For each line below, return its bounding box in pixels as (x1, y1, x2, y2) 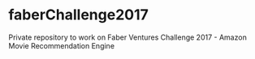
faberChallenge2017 (8, 6, 149, 24)
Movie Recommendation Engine (8, 40, 115, 50)
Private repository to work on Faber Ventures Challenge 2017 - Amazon (8, 32, 248, 42)
